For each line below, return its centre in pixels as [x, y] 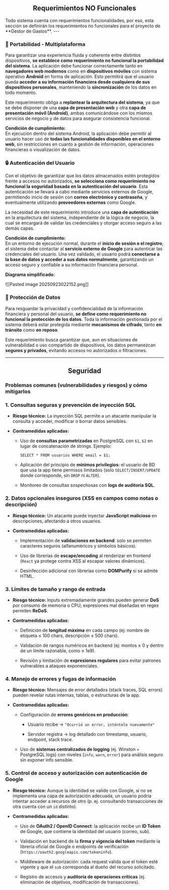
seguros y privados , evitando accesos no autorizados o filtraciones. [76, 350]
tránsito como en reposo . [32, 330]
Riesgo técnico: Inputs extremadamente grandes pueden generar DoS [86, 600]
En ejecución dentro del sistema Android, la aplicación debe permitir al [78, 133]
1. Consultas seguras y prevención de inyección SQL [70, 405]
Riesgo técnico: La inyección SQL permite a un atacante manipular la [84, 416]
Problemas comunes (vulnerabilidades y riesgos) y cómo [76, 385]
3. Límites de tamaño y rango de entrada [55, 589]
